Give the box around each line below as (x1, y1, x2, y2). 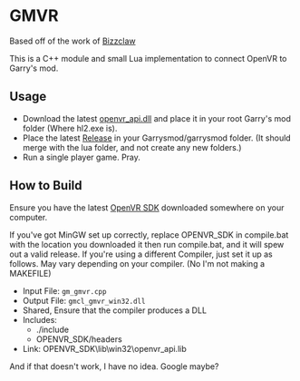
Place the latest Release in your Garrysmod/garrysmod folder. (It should (22, 132, 292, 143)
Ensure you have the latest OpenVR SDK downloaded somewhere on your (9, 201, 285, 213)
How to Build (9, 178, 83, 193)
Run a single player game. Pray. (22, 151, 140, 162)
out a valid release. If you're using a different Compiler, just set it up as (9, 249, 274, 259)
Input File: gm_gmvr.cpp (22, 285, 107, 296)
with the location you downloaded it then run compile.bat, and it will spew (9, 239, 285, 249)
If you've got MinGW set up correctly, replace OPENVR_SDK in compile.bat (9, 229, 289, 240)
